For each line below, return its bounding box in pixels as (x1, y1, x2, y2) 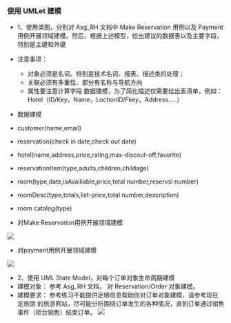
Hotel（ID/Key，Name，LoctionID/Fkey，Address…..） (27, 95, 183, 104)
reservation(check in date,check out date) (17, 137, 137, 146)
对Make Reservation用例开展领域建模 (17, 219, 123, 227)
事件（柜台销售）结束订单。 (17, 309, 97, 317)
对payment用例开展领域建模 (17, 246, 97, 255)
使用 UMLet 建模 (7, 6, 62, 15)
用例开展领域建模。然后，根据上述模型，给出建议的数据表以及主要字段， (17, 32, 223, 40)
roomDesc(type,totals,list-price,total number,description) (17, 191, 179, 199)
